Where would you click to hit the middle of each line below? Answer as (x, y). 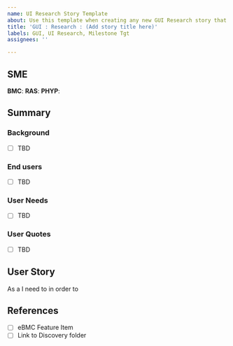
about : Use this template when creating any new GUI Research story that (117, 20)
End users (25, 166)
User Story (31, 272)
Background (29, 133)
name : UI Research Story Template (58, 14)
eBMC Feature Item (45, 327)
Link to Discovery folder (52, 336)
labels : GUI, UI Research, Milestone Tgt (69, 33)
